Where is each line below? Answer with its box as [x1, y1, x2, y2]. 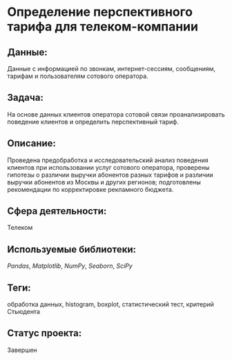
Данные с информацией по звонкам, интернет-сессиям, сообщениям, [7, 65, 216, 72]
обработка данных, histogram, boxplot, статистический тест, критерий [7, 300, 214, 309]
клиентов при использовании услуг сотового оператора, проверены [7, 163, 210, 171]
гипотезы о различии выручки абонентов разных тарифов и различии [7, 170, 213, 179]
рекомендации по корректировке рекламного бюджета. [7, 185, 174, 193]
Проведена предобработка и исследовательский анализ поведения [7, 156, 209, 164]
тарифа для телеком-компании [7, 19, 199, 35]
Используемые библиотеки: [7, 243, 137, 255]
